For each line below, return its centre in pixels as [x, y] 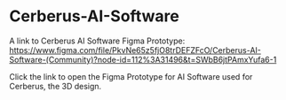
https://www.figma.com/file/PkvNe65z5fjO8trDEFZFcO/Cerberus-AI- [135, 50]
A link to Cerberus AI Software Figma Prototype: [97, 41]
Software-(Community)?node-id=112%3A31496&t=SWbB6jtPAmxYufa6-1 [143, 59]
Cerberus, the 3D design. [56, 86]
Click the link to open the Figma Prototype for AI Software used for [131, 76]
